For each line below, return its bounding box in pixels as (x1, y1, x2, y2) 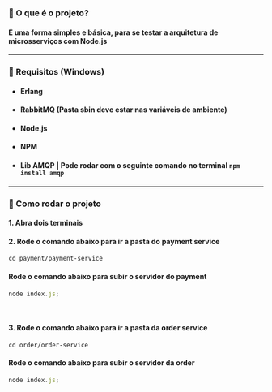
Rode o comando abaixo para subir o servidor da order (8, 358, 195, 368)
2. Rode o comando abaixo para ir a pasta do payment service (8, 236, 220, 246)
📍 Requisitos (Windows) (8, 67, 105, 78)
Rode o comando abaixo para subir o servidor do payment (8, 271, 207, 281)
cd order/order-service (8, 341, 89, 349)
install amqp (19, 170, 65, 178)
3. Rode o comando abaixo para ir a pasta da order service (8, 323, 208, 333)
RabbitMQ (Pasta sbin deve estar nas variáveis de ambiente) (19, 105, 228, 114)
